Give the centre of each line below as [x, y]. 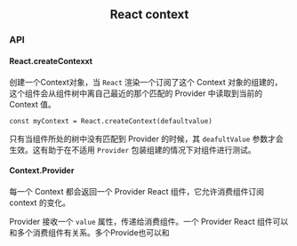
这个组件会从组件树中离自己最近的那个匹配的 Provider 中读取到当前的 [136, 93]
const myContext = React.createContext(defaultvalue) [111, 121]
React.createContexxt [51, 60]
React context [149, 15]
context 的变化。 [40, 202]
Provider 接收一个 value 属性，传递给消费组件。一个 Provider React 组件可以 [149, 221]
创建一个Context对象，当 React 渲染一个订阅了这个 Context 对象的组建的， [146, 82]
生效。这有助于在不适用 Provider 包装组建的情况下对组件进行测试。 [132, 149]
